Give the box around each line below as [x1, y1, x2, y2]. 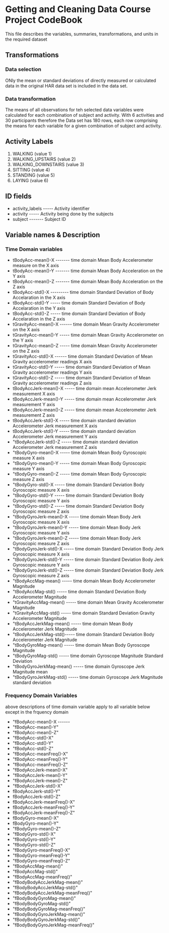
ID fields [5, 192, 32, 201]
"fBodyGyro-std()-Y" [12, 836, 56, 842]
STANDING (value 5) [12, 172, 55, 178]
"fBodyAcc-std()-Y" [12, 740, 54, 746]
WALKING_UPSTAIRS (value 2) [12, 156, 76, 162]
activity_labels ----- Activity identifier [12, 205, 90, 211]
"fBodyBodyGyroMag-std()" [12, 900, 71, 906]
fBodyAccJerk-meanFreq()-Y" [12, 804, 75, 810]
